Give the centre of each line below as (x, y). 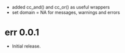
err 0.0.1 (22, 32)
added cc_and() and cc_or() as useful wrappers (61, 7)
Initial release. (26, 46)
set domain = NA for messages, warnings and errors (66, 12)
